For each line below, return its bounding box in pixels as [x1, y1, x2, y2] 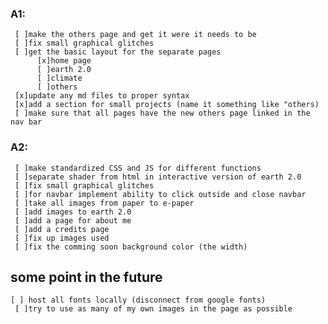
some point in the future [10, 268, 163, 286]
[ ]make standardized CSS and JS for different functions [14, 163, 262, 173]
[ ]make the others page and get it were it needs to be [14, 30, 257, 40]
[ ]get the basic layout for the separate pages [14, 47, 222, 57]
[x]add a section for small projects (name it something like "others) [14, 100, 320, 110]
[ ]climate [36, 73, 83, 84]
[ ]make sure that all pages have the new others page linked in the [14, 108, 311, 119]
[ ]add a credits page [14, 224, 110, 234]
